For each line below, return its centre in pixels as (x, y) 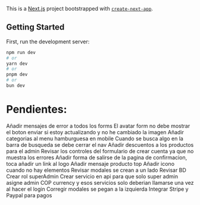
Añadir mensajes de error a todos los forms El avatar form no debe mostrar (98, 126)
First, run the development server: (48, 42)
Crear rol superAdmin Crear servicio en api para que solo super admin (92, 176)
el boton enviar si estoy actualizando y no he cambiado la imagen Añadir (95, 132)
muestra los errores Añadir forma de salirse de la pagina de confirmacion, (97, 157)
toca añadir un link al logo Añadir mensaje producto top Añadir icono (90, 163)
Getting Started (35, 27)
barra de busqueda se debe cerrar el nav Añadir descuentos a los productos (100, 144)
